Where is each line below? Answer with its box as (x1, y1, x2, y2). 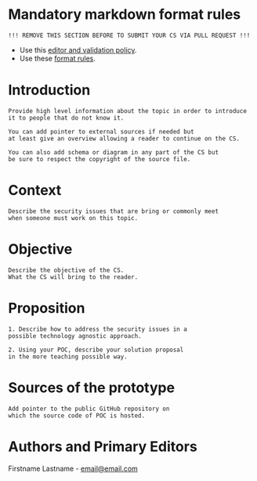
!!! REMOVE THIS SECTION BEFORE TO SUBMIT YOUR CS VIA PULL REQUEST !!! (8, 31, 251, 39)
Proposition (8, 299, 85, 317)
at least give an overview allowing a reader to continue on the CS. (8, 134, 241, 142)
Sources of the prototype (8, 379, 175, 396)
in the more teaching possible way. (8, 352, 128, 361)
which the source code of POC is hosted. (8, 411, 146, 420)
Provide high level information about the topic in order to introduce (8, 107, 247, 115)
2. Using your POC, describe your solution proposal (8, 346, 184, 354)
